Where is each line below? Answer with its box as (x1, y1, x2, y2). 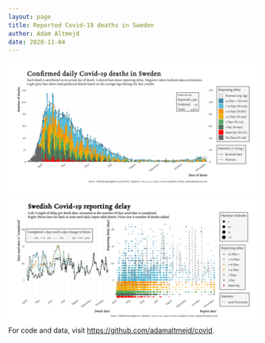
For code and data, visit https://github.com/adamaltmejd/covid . (8, 326, 215, 335)
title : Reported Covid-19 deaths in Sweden (8, 21, 155, 29)
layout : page (8, 13, 52, 21)
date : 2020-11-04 (8, 38, 66, 46)
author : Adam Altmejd (8, 29, 80, 37)
